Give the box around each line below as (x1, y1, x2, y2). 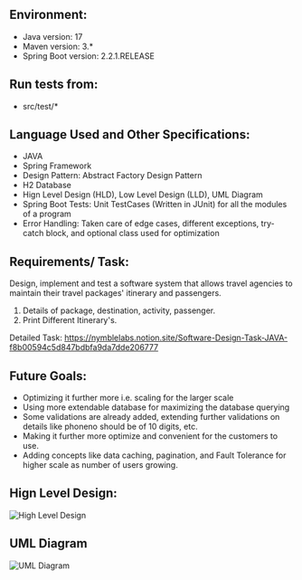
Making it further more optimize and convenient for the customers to (22, 431, 278, 442)
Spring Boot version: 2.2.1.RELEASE (22, 50, 156, 62)
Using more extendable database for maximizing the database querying (22, 402, 290, 413)
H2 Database (22, 180, 72, 191)
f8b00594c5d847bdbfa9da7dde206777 (9, 342, 159, 353)
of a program (22, 208, 72, 220)
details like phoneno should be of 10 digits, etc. (22, 421, 198, 433)
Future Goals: (9, 368, 88, 384)
